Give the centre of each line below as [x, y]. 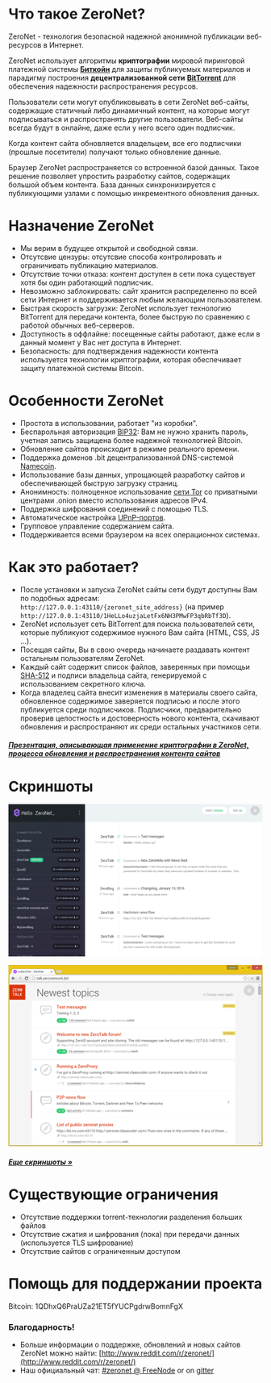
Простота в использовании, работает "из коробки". [108, 423]
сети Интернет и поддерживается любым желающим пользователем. [141, 299]
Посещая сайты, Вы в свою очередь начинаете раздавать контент [135, 650]
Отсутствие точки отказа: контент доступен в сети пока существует [138, 274]
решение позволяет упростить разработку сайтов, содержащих [119, 176]
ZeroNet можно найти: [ [61, 1353]
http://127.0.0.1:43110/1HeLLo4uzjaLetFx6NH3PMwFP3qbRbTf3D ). [125, 615]
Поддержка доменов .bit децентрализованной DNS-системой [127, 458]
